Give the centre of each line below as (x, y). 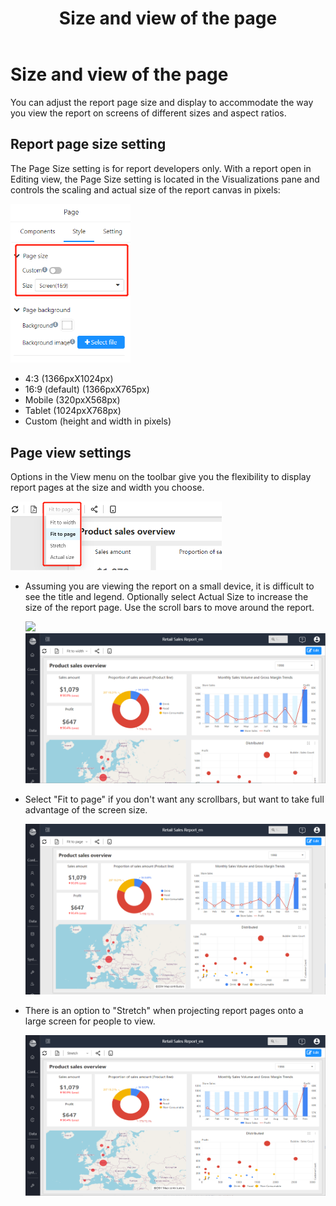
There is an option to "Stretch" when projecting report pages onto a (164, 1010)
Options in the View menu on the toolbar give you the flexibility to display (161, 477)
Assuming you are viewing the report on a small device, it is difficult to (169, 586)
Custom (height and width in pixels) (98, 421)
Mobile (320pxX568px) (72, 400)
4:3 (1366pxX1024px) (69, 379)
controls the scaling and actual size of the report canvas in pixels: (145, 189)
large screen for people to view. (90, 1021)
